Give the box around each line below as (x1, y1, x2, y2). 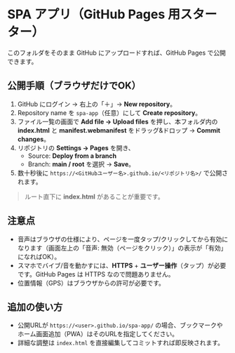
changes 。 (17, 135, 51, 143)
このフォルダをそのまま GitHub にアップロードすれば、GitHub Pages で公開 (7, 48, 227, 57)
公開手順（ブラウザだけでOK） (7, 80, 142, 92)
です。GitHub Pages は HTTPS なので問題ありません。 (17, 269, 175, 278)
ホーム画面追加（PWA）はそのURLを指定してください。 (17, 330, 179, 338)
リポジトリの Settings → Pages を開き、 (17, 143, 135, 152)
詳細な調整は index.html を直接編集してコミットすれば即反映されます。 (17, 338, 224, 347)
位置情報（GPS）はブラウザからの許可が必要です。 (17, 279, 165, 287)
